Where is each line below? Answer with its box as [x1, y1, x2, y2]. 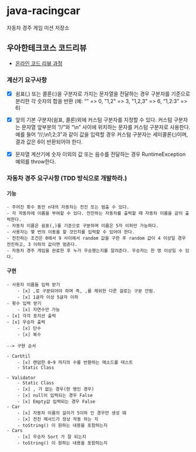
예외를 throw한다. [15, 158, 56, 165]
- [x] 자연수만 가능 [17, 307, 60, 312]
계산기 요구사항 [6, 76, 48, 84]
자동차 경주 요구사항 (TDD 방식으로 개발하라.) [6, 174, 127, 182]
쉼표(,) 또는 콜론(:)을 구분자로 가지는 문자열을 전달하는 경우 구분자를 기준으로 [15, 90, 190, 97]
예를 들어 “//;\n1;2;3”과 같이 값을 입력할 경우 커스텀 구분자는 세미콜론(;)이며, [15, 131, 188, 138]
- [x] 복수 [17, 331, 42, 338]
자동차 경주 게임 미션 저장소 [6, 24, 70, 31]
